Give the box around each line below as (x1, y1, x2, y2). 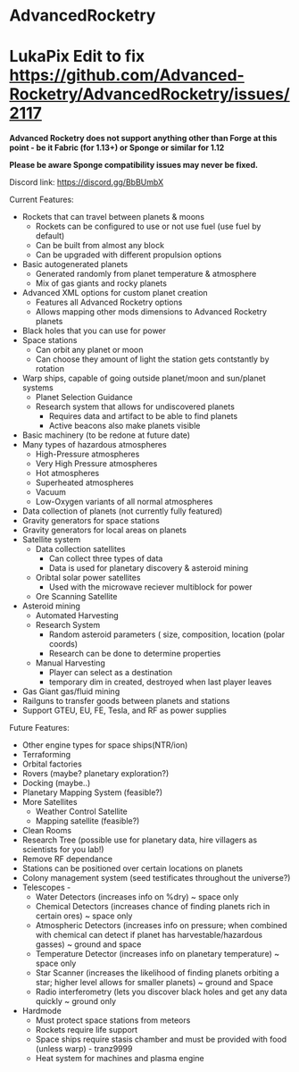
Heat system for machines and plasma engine (35, 1053, 204, 1064)
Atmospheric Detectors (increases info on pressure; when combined (35, 920, 287, 931)
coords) (48, 639, 79, 649)
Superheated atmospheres (35, 477, 134, 488)
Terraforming (21, 750, 71, 760)
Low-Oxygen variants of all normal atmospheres (35, 497, 213, 507)
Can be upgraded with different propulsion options (35, 249, 222, 260)
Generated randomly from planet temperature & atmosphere (35, 269, 257, 280)
